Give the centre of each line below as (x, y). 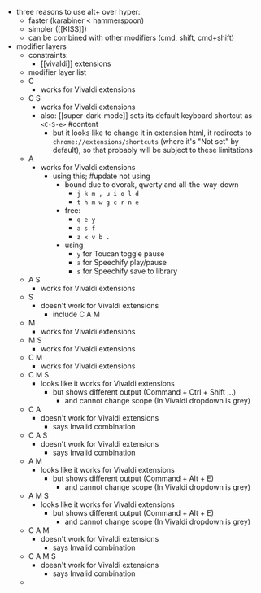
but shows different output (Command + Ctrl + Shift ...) (144, 392)
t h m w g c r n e (108, 203)
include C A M (76, 314)
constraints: (48, 55)
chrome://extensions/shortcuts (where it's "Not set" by (146, 141)
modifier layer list (57, 72)
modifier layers (41, 46)
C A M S (42, 556)
